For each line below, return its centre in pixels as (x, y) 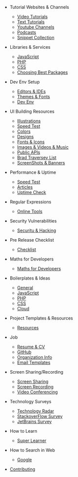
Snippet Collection (36, 37)
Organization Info (35, 357)
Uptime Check (32, 192)
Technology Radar (36, 411)
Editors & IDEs (31, 91)
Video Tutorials (32, 16)
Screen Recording (35, 387)
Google (24, 460)
